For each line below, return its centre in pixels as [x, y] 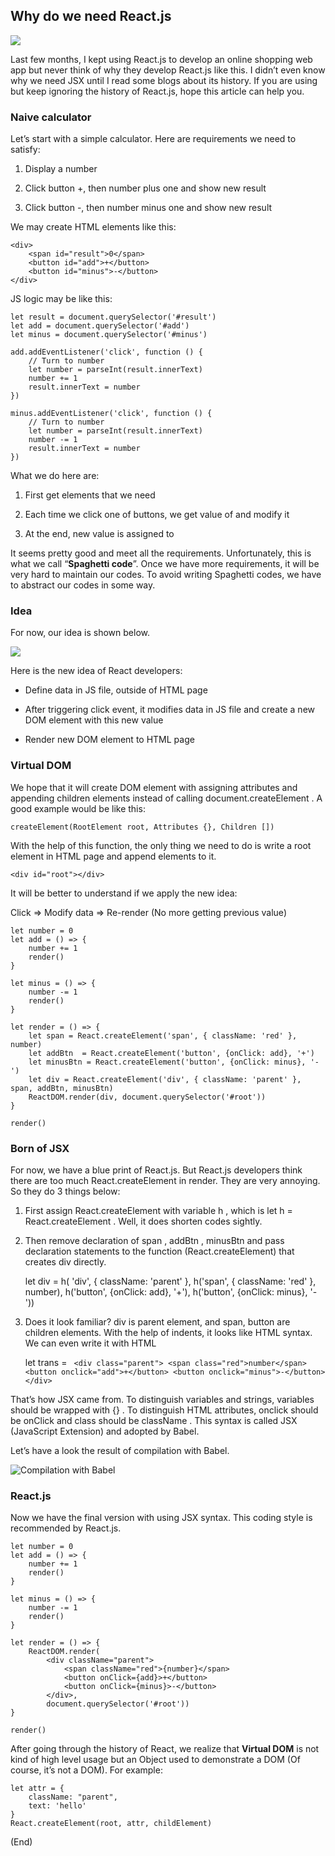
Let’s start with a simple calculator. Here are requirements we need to [153, 139]
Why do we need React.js [91, 16]
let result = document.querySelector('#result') [113, 317]
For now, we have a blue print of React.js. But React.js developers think [156, 1170]
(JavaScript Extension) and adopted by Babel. [105, 1431]
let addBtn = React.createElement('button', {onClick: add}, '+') [171, 1053]
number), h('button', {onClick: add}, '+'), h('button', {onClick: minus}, [166, 1292]
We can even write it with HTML [90, 1343]
